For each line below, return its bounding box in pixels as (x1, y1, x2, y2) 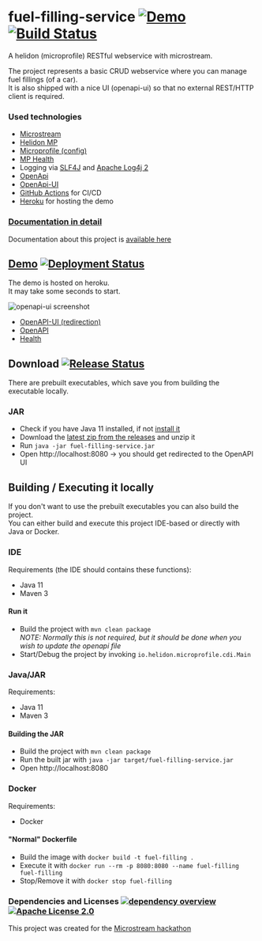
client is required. (8, 91, 65, 101)
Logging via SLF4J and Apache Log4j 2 (19, 163, 148, 173)
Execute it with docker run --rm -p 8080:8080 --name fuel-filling (19, 860, 239, 870)
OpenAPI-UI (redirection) (19, 317, 101, 327)
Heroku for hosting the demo (19, 196, 114, 206)
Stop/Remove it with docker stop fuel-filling (19, 875, 172, 886)
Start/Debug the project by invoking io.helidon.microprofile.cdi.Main (19, 649, 251, 658)
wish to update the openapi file (19, 641, 122, 651)
